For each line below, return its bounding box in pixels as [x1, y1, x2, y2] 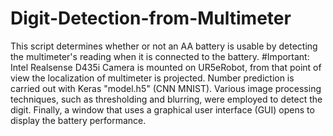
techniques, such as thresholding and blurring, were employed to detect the [10, 93, 323, 105]
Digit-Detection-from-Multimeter [10, 7, 292, 30]
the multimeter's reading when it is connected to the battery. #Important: [10, 50, 310, 62]
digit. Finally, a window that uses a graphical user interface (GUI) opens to [10, 103, 315, 116]
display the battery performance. [10, 114, 147, 126]
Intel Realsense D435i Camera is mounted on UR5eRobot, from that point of [10, 61, 322, 73]
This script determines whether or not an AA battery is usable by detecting [10, 40, 318, 52]
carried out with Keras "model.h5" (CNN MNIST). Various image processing [10, 82, 322, 94]
